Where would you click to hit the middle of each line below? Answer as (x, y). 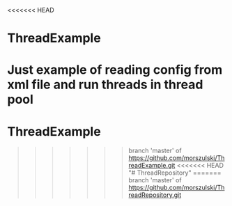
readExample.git (152, 166)
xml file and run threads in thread (105, 85)
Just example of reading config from (115, 70)
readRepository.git (155, 195)
